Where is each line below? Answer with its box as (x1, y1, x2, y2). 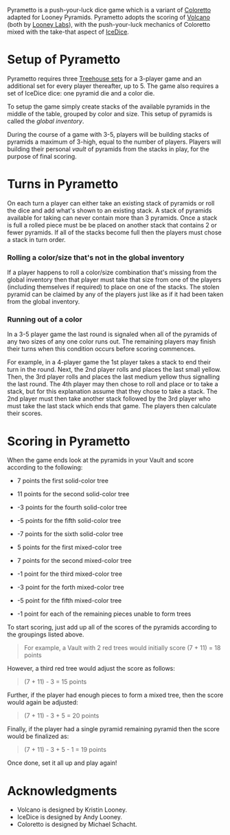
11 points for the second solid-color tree (16, 490, 130, 498)
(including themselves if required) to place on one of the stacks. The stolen (7, 283, 220, 291)
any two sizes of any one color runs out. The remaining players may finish (7, 337, 216, 346)
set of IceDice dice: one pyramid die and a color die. (7, 89, 155, 97)
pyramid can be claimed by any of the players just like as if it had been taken (7, 290, 224, 298)
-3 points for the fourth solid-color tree (16, 503, 128, 511)
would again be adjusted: (7, 698, 79, 706)
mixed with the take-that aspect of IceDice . (7, 27, 129, 36)
